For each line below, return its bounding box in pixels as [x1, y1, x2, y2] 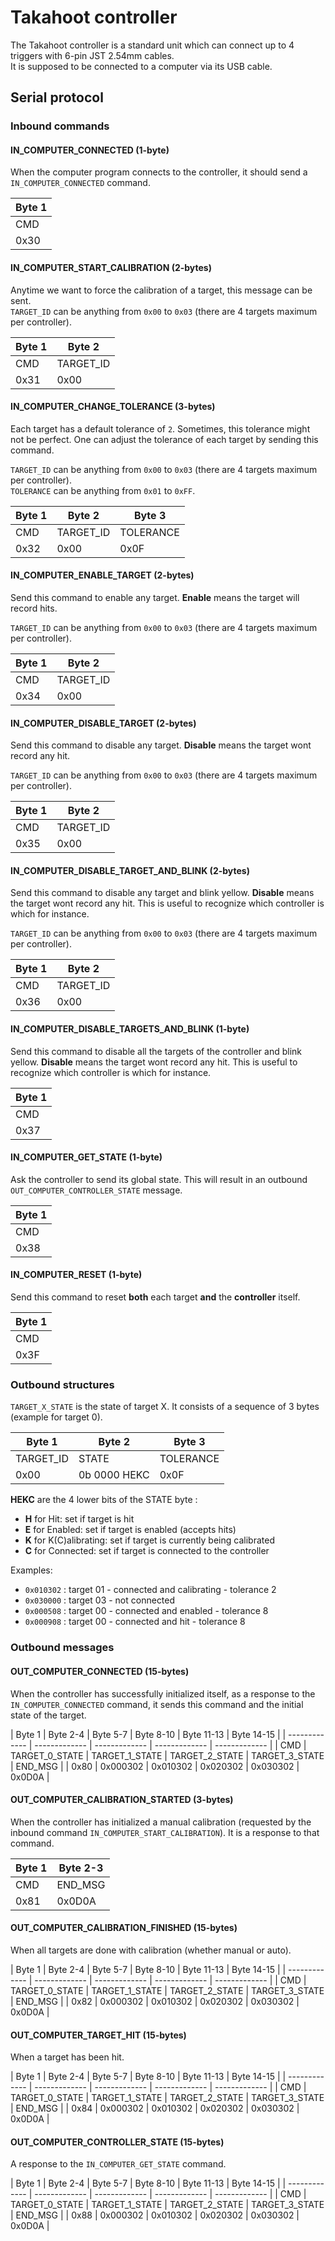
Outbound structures [10, 1378, 115, 1391]
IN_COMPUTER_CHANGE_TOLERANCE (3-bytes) [10, 401, 216, 413]
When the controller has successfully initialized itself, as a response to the [10, 1687, 316, 1700]
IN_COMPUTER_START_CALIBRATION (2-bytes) [10, 262, 212, 274]
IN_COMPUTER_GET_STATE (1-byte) [10, 1151, 163, 1163]
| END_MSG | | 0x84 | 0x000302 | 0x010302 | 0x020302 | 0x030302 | [10, 2102, 300, 2115]
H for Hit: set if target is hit [24, 1513, 135, 1525]
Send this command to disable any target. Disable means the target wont [10, 739, 312, 751]
